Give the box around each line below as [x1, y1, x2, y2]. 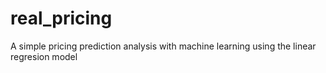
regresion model [10, 50, 78, 62]
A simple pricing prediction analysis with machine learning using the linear [10, 40, 317, 52]
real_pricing [10, 7, 113, 30]
